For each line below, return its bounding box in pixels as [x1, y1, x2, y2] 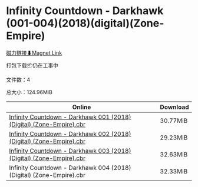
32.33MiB [160, 167, 188, 175]
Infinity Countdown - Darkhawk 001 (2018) [9, 113, 131, 121]
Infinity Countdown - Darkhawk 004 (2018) [9, 163, 131, 172]
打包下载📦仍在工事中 [6, 62, 59, 69]
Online [72, 103, 91, 111]
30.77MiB [160, 116, 188, 125]
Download [160, 103, 189, 111]
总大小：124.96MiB [6, 88, 53, 95]
